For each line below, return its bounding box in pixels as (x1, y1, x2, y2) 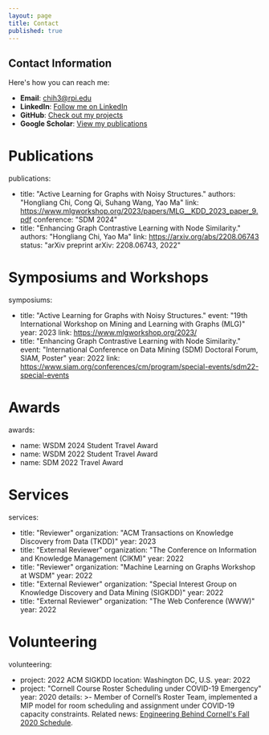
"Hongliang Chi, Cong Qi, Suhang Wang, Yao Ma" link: (19, 198, 199, 207)
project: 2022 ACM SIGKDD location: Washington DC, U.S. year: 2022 (19, 675, 251, 684)
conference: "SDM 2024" (33, 214, 118, 225)
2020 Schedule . (19, 717, 74, 727)
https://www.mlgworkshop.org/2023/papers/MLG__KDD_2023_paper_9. (19, 206, 259, 216)
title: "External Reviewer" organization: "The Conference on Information (19, 545, 257, 554)
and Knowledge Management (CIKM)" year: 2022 (19, 553, 185, 563)
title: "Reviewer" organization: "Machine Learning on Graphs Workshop (19, 561, 255, 571)
